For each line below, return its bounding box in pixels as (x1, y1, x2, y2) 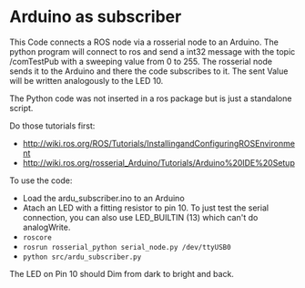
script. (9, 102, 34, 113)
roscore (22, 232, 52, 242)
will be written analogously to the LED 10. (9, 75, 164, 86)
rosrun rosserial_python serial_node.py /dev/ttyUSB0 (22, 242, 231, 252)
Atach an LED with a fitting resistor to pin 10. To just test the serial (22, 202, 269, 213)
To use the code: (9, 175, 73, 186)
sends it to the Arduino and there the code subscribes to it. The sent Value (9, 66, 289, 77)
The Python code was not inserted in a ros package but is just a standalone (9, 93, 292, 104)
